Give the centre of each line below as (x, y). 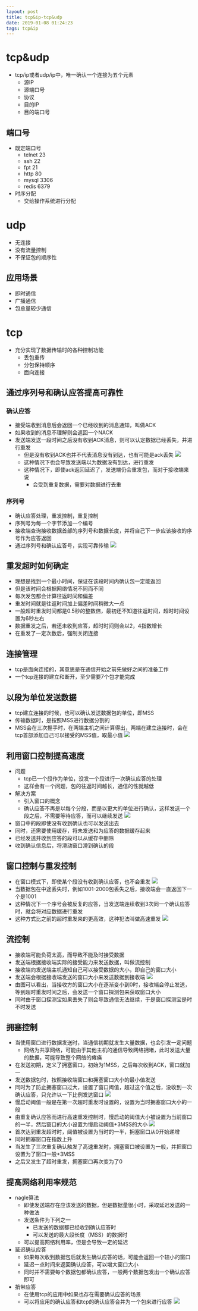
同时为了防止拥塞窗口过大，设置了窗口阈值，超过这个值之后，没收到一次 (103, 1087)
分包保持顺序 (39, 365)
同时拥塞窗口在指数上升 (43, 1139)
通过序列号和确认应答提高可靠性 (65, 393)
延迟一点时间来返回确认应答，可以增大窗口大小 (81, 1265)
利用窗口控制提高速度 (45, 756)
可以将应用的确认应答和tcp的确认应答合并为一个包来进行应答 (98, 1302)
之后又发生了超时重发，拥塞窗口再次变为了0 (69, 1162)
